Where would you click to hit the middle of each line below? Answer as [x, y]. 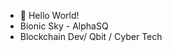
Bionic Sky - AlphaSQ [64, 26]
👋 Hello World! [49, 15]
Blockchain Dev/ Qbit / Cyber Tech [91, 36]
